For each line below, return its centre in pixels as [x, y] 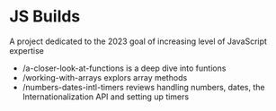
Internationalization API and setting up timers [106, 97]
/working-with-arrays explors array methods [105, 77]
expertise [27, 50]
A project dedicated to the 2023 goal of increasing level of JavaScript [138, 41]
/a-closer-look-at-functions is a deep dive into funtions [124, 68]
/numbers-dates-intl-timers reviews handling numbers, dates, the [143, 87]
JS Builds [45, 17]
